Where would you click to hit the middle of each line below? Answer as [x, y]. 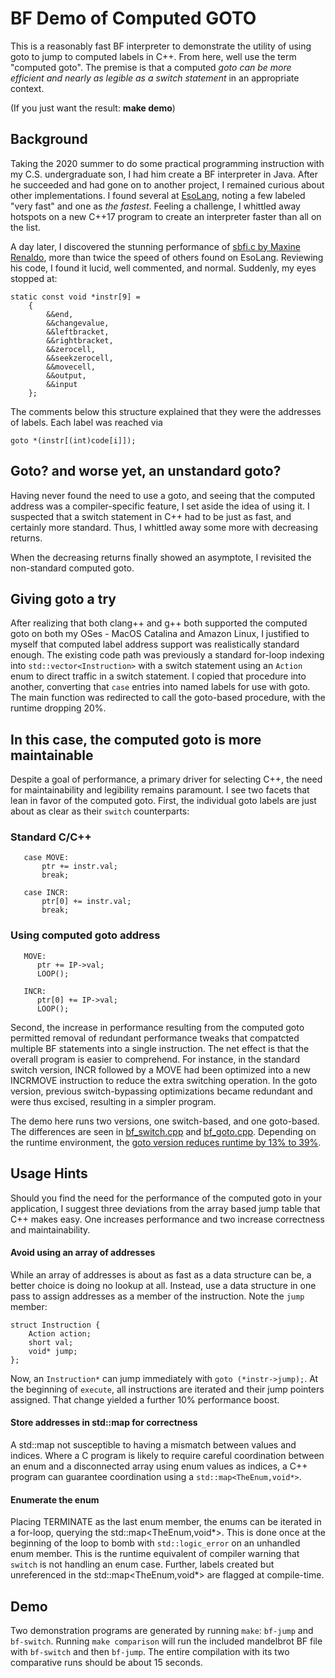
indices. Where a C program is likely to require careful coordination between [167, 1455]
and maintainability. [50, 1229]
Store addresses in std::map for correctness [104, 1423]
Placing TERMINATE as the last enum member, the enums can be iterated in [166, 1522]
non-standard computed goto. [72, 568]
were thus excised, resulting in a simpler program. [113, 1101]
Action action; [60, 1333]
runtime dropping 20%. [58, 708]
